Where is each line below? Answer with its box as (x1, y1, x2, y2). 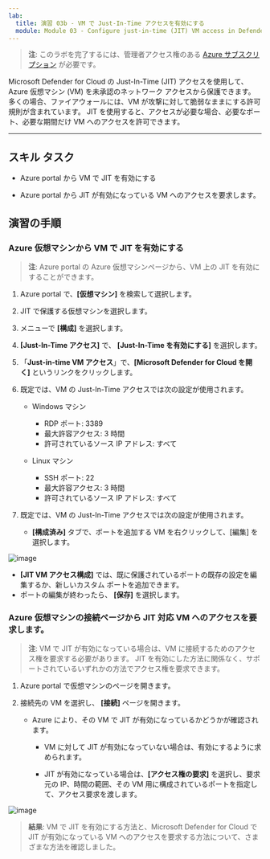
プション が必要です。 (27, 59, 100, 69)
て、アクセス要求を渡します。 (43, 789, 142, 800)
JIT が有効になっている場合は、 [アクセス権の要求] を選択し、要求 (43, 769, 261, 779)
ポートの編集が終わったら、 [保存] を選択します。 (19, 590, 184, 599)
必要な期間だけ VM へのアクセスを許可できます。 (22, 117, 185, 127)
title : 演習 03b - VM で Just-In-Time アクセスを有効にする (15, 19, 205, 27)
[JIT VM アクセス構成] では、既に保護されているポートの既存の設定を (19, 570, 251, 579)
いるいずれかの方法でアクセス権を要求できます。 (63, 664, 225, 673)
